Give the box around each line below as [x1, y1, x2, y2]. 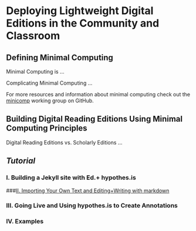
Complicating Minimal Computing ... [6, 79, 93, 86]
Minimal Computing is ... [6, 68, 65, 75]
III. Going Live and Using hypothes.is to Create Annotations [6, 202, 178, 210]
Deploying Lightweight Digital [6, 4, 154, 18]
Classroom [6, 29, 60, 42]
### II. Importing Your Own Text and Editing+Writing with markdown [6, 187, 170, 194]
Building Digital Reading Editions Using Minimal [6, 114, 183, 124]
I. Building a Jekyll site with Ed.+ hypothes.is [6, 173, 136, 182]
